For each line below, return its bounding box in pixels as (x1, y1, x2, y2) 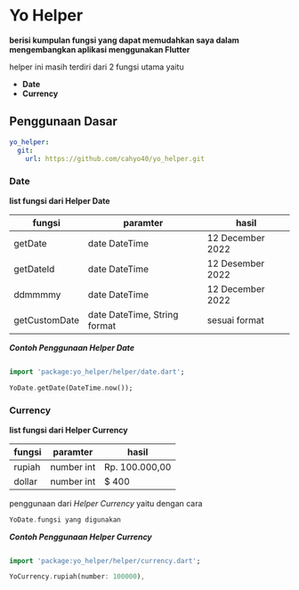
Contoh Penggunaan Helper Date (9, 342, 135, 352)
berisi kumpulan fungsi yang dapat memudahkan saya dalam (9, 35, 240, 45)
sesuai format (206, 313, 265, 326)
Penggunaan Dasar (9, 114, 117, 129)
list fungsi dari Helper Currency (9, 424, 128, 435)
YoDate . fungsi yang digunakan (9, 515, 122, 524)
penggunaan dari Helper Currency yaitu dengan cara (9, 497, 203, 508)
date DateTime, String (87, 308, 179, 320)
